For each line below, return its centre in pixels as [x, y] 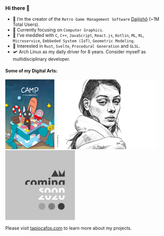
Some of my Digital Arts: [31, 71]
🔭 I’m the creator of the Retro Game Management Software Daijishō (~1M [86, 19]
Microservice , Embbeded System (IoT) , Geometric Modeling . [74, 41]
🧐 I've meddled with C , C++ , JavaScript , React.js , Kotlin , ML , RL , [78, 36]
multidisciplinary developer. [41, 59]
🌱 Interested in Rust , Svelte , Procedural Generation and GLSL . [76, 46]
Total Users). [26, 24]
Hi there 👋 [18, 8]
